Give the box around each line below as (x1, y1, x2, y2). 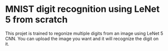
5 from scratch (5, 14, 68, 25)
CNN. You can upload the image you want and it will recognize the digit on (5, 36, 159, 42)
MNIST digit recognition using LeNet (5, 3, 160, 15)
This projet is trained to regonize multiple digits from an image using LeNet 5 (5, 30, 163, 36)
